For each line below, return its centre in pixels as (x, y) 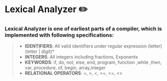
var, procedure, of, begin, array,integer (65, 68)
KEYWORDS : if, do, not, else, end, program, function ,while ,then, (93, 62)
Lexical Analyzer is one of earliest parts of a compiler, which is (83, 29)
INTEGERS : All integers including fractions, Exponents (81, 57)
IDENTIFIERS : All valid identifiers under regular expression (86, 46)
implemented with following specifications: (59, 35)
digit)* (48, 51)
